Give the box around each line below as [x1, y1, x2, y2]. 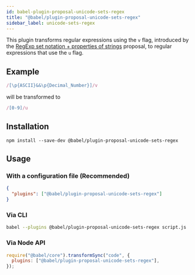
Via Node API [6, 238, 46, 247]
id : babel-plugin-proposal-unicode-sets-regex [6, 8, 125, 15]
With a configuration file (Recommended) [6, 172, 130, 180]
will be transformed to [6, 94, 61, 101]
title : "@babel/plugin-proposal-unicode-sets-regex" [6, 14, 141, 20]
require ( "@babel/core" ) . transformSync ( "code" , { [6, 252, 130, 258]
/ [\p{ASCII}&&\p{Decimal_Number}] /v [6, 82, 98, 89]
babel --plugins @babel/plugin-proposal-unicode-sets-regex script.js [6, 225, 187, 231]
